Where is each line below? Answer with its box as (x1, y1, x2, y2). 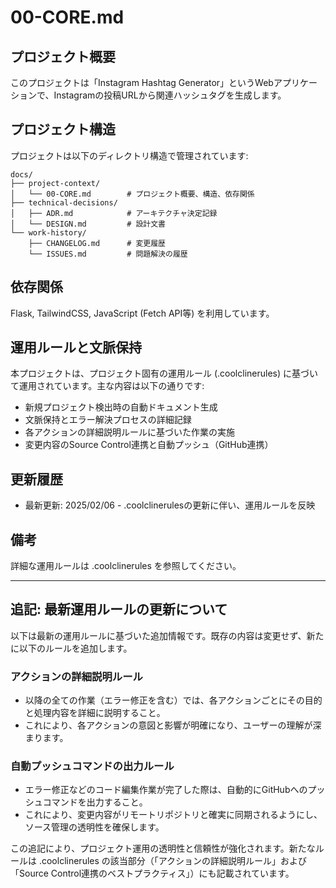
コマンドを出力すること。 (42, 796, 148, 808)
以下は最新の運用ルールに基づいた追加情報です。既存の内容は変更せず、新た (10, 629, 325, 641)
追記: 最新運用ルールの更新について (10, 601, 228, 618)
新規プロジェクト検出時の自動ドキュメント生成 (24, 401, 218, 413)
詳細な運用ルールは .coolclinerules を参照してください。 (10, 560, 242, 572)
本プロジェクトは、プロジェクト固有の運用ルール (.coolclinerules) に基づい (10, 367, 319, 380)
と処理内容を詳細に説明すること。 (24, 707, 166, 719)
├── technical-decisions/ (10, 197, 118, 208)
